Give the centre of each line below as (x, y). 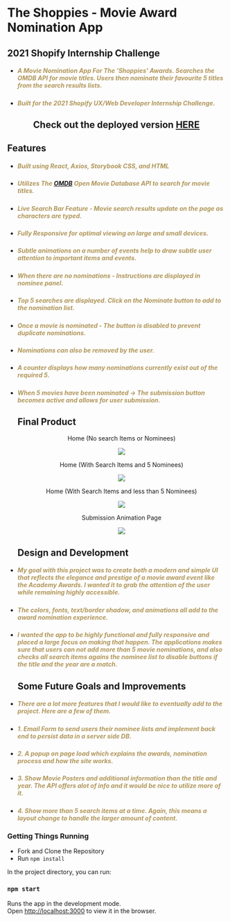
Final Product (46, 422)
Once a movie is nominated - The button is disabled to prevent (109, 325)
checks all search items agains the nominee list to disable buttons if (117, 657)
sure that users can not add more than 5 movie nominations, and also (120, 649)
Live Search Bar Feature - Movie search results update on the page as (120, 208)
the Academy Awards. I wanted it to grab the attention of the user (114, 585)
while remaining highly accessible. (69, 592)
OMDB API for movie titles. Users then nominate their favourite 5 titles (120, 78)
